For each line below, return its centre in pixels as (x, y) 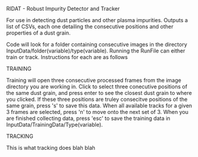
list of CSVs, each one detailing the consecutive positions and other (90, 27)
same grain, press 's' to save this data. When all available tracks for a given (99, 106)
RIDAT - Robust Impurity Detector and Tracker (63, 9)
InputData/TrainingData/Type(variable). (55, 124)
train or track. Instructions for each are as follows (67, 57)
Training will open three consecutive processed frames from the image (94, 80)
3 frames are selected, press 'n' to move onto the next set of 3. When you (97, 112)
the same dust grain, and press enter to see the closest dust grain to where (99, 93)
